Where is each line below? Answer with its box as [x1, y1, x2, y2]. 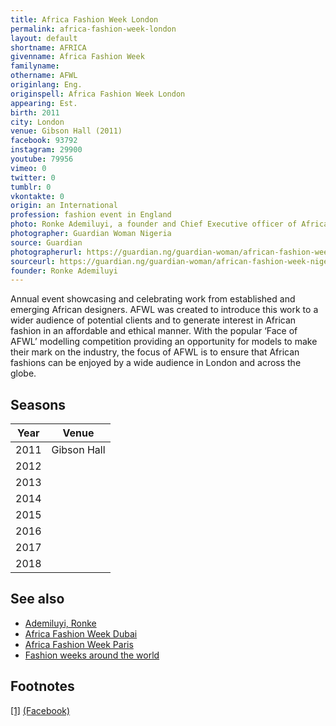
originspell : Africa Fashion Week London [10, 89, 186, 99]
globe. [10, 367, 37, 380]
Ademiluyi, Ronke [24, 617, 97, 629]
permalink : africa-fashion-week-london [10, 24, 177, 34]
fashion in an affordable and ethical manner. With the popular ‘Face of [10, 325, 298, 337]
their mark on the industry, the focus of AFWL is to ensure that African [10, 346, 300, 358]
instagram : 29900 [10, 145, 83, 155]
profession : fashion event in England [10, 210, 172, 220]
